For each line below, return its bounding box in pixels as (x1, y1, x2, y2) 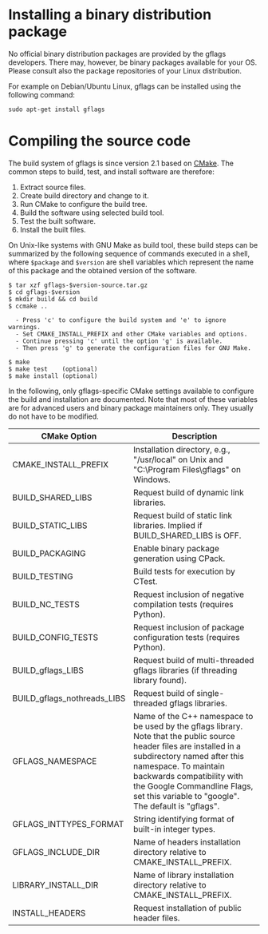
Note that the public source (132, 730, 235, 741)
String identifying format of (132, 813, 235, 825)
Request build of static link (132, 510, 233, 521)
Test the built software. (19, 216, 96, 225)
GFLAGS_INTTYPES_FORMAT (12, 818, 124, 829)
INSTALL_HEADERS (12, 907, 86, 918)
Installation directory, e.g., (132, 443, 231, 455)
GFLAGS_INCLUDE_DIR (12, 846, 100, 857)
